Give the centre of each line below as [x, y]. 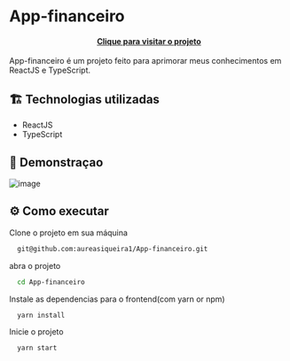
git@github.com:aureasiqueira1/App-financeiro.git [113, 249]
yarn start [37, 348]
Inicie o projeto [36, 332]
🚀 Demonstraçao [56, 162]
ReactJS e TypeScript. [50, 70]
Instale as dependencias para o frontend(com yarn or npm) [117, 299]
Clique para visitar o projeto [149, 41]
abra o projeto [35, 265]
